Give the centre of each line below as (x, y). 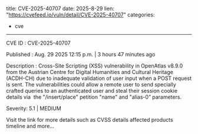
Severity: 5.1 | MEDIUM (34, 108)
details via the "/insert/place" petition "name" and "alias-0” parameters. (94, 97)
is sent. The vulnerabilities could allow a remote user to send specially (91, 84)
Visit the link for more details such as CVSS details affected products (90, 120)
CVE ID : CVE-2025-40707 (38, 43)
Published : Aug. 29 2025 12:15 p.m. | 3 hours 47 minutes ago (81, 54)
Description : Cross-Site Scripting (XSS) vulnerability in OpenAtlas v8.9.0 (95, 66)
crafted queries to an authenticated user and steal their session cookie (92, 91)
